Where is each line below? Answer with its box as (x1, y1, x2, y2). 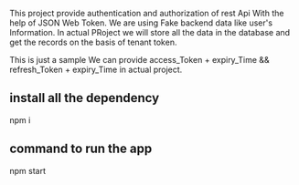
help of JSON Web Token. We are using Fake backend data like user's (9, 17, 272, 28)
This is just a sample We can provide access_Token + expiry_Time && (9, 55, 270, 65)
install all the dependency (9, 90, 160, 106)
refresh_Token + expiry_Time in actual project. (9, 64, 183, 75)
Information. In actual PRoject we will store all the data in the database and (9, 27, 291, 37)
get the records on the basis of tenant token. (9, 36, 177, 47)
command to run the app (9, 141, 153, 157)
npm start (9, 165, 47, 176)
